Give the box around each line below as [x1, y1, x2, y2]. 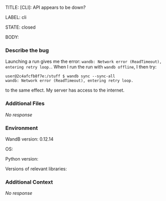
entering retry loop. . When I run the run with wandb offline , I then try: [5, 64, 157, 70]
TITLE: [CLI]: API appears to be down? [5, 5, 86, 10]
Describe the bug [5, 47, 50, 54]
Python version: [5, 155, 38, 162]
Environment [5, 124, 38, 131]
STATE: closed [5, 24, 36, 30]
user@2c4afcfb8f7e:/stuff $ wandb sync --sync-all [5, 74, 115, 79]
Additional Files [5, 100, 45, 107]
